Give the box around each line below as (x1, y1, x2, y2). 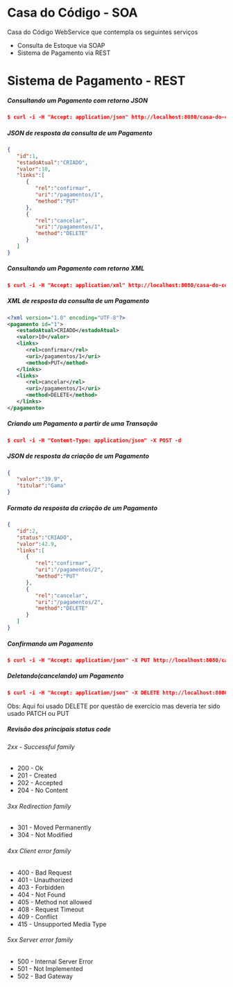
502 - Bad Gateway (17, 972, 73, 980)
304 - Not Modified (17, 831, 73, 839)
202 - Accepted (17, 779, 63, 787)
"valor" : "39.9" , (16, 476, 64, 483)
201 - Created (17, 771, 57, 780)
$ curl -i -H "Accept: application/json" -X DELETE (7, 689, 159, 696)
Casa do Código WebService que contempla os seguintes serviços (7, 28, 198, 36)
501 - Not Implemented (17, 964, 83, 972)
